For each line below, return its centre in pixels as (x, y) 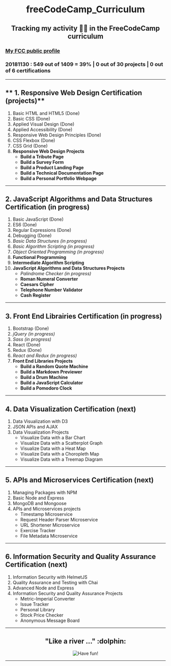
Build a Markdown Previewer (51, 372)
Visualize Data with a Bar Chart (53, 438)
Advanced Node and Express (43, 588)
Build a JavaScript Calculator (51, 383)
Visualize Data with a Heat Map (53, 448)
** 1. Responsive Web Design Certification (74, 93)
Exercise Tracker (38, 530)
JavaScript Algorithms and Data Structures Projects (69, 268)
